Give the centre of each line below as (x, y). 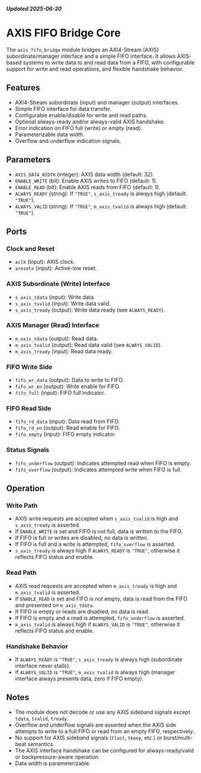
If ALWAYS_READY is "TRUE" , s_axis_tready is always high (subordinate (99, 660)
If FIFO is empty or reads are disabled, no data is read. (82, 612)
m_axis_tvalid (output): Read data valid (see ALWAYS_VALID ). (88, 345)
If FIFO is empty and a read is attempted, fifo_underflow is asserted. (100, 618)
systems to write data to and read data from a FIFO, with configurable (109, 62)
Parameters (28, 160)
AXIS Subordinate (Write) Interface (58, 284)
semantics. (41, 744)
